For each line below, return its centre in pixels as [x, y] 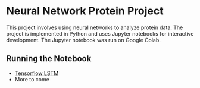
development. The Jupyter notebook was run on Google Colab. [83, 40]
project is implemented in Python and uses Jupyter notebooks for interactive [100, 33]
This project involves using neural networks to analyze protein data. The [95, 27]
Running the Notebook [49, 59]
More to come [32, 79]
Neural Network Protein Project [85, 11]
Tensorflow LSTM [37, 73]
